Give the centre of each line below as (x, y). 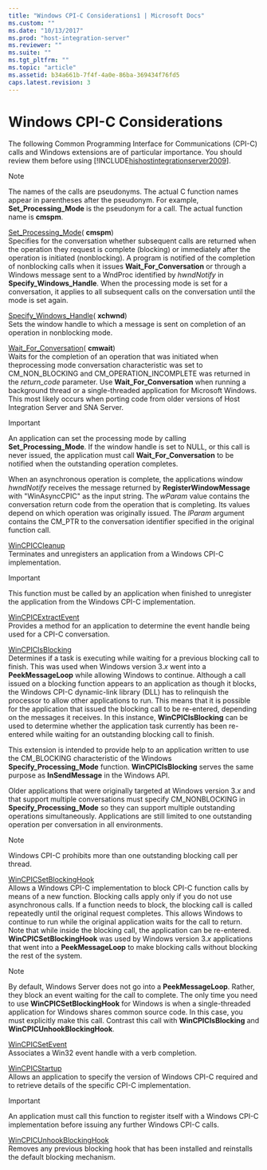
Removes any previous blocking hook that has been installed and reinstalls (131, 1148)
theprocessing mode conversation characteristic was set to (106, 365)
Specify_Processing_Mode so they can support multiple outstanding (122, 808)
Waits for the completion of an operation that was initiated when (114, 357)
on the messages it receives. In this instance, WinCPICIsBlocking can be (128, 718)
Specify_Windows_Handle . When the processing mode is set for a (118, 283)
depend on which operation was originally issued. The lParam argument (126, 513)
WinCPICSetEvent (38, 1045)
